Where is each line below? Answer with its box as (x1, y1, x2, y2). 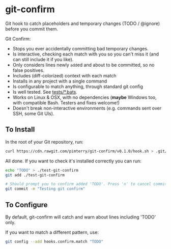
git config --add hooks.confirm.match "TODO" (5, 239, 103, 244)
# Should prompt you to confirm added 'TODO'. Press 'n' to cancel (5, 182, 152, 187)
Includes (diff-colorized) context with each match (12, 72, 117, 78)
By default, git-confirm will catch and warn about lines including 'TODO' (5, 214, 156, 220)
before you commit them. (5, 25, 59, 32)
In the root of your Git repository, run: (5, 139, 83, 145)
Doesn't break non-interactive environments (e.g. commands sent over (12, 105, 162, 111)
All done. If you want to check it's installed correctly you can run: (5, 158, 141, 164)
